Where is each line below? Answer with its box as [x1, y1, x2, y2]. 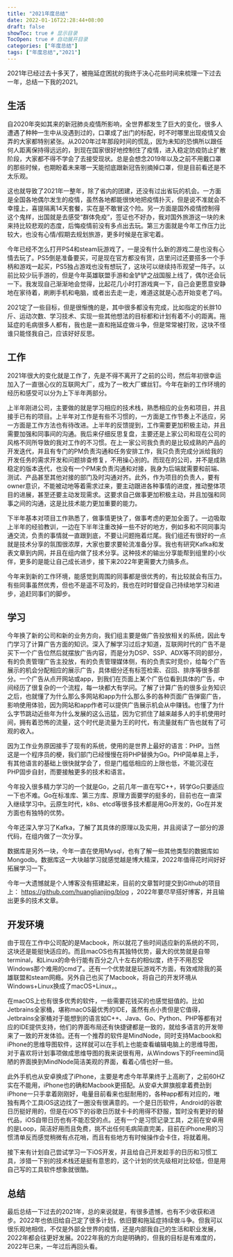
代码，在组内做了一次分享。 [7, 832, 87, 841]
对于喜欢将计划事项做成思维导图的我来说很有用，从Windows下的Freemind [7, 1049, 218, 1057]
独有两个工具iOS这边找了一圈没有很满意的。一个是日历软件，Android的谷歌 [7, 1098, 222, 1107]
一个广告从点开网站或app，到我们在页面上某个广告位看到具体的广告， [19, 675, 219, 683]
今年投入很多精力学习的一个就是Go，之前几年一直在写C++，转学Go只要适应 [7, 783, 225, 791]
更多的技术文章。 [12, 896, 62, 905]
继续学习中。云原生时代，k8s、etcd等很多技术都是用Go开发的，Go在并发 [12, 800, 223, 809]
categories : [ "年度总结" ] [7, 42, 78, 49]
